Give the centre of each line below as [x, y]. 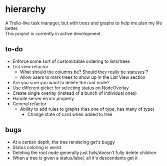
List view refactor [30, 66]
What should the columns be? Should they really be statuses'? [84, 72]
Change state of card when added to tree [70, 114]
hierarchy [25, 9]
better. [12, 28]
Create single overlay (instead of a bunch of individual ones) [74, 93]
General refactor [29, 104]
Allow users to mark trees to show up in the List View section [83, 77]
